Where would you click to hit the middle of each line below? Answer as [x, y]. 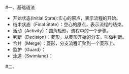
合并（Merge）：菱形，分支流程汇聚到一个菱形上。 [65, 43]
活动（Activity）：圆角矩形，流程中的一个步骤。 [62, 31]
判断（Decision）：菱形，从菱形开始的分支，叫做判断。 [70, 37]
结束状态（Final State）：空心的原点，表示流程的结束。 [69, 24]
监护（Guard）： [29, 50]
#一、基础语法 [20, 7]
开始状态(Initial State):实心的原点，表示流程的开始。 [67, 18]
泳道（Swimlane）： [33, 56]
